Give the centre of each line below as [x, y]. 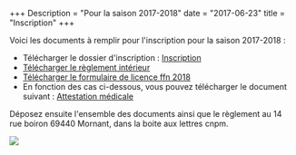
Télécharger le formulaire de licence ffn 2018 [106, 77]
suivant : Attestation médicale [78, 96]
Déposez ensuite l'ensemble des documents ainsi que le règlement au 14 [146, 114]
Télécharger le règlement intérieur [86, 68]
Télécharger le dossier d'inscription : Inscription [112, 58]
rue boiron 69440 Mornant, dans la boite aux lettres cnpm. [119, 123]
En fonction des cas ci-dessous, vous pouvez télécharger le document [155, 87]
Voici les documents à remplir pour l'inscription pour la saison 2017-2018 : [148, 40]
